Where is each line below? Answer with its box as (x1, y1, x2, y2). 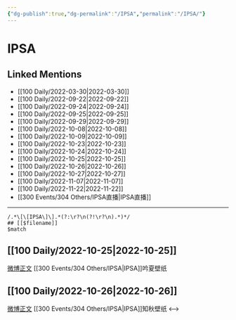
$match (7, 226, 27, 233)
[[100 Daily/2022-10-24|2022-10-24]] (17, 147, 126, 155)
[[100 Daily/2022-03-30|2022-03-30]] (17, 87, 130, 96)
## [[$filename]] (7, 219, 58, 226)
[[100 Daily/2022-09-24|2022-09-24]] (17, 102, 129, 110)
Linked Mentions (7, 68, 82, 81)
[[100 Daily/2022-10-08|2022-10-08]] (17, 124, 127, 133)
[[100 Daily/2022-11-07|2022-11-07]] (17, 177, 124, 185)
